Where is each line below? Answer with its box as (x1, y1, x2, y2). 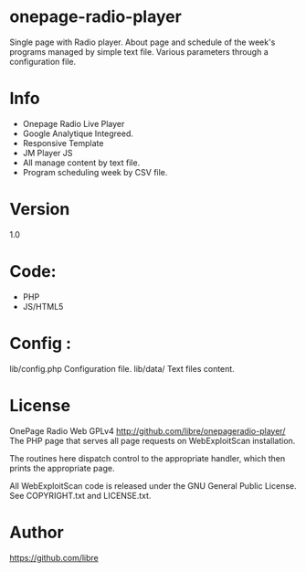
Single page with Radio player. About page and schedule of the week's (9, 37, 276, 48)
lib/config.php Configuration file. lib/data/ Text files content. (9, 363, 235, 374)
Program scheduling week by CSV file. (22, 166, 168, 177)
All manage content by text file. (22, 157, 141, 168)
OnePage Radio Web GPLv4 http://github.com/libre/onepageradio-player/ (9, 425, 286, 436)
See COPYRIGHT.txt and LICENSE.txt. (9, 490, 152, 501)
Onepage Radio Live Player (22, 118, 125, 129)
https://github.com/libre (9, 552, 99, 563)
